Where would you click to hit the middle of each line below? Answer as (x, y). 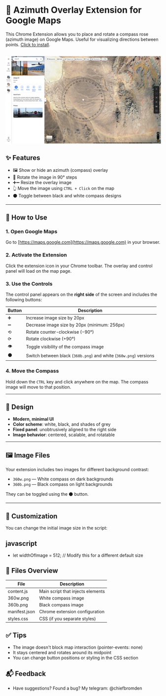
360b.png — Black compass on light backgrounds (63, 484)
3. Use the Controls (29, 284)
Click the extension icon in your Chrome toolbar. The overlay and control (79, 266)
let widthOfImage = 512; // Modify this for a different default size (78, 555)
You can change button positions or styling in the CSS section (75, 658)
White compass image (62, 598)
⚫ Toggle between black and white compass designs (67, 195)
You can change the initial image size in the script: (57, 528)
